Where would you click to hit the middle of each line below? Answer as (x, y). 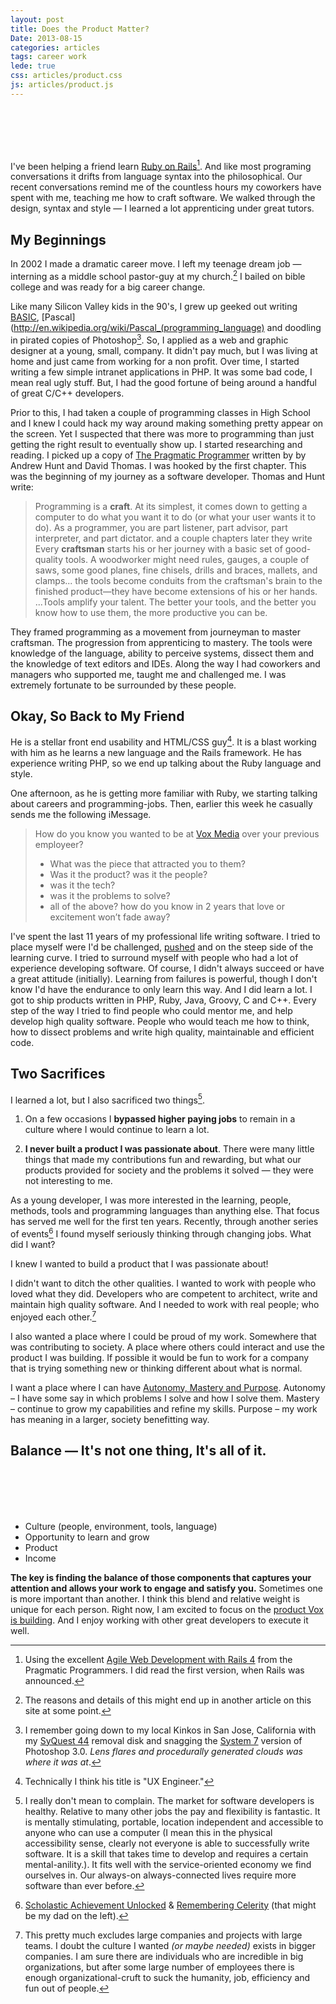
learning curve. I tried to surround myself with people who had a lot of (154, 957)
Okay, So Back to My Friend (97, 716)
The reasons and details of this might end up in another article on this (168, 1700)
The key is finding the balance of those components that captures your (161, 1577)
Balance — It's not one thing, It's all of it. (138, 1451)
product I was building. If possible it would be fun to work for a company (160, 1357)
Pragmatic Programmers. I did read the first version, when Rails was (164, 1670)
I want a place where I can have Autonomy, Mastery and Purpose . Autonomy (168, 1387)
